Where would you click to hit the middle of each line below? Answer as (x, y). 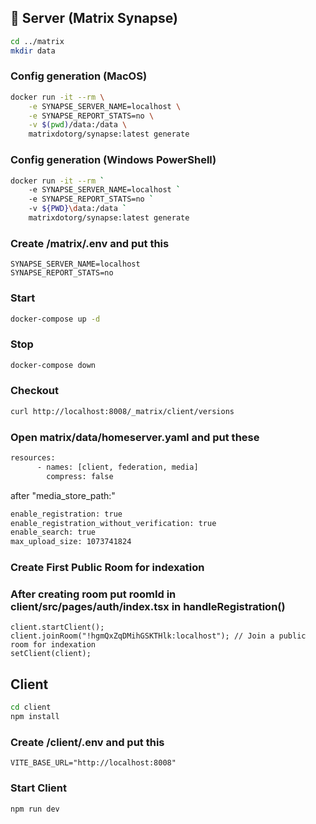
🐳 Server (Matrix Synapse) (94, 18)
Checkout (34, 391)
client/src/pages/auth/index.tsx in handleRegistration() (148, 606)
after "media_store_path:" (63, 495)
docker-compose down (53, 365)
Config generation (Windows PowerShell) (113, 160)
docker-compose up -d (55, 319)
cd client (31, 707)
